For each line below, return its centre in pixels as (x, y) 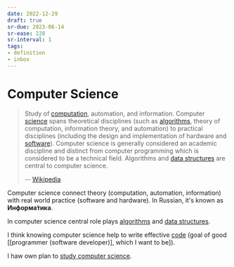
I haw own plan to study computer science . (70, 256)
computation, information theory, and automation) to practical (113, 128)
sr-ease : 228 (26, 33)
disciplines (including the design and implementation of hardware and (125, 136)
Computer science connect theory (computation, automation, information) (114, 193)
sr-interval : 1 (30, 40)
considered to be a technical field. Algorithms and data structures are (125, 158)
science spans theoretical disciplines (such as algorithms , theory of (122, 121)
